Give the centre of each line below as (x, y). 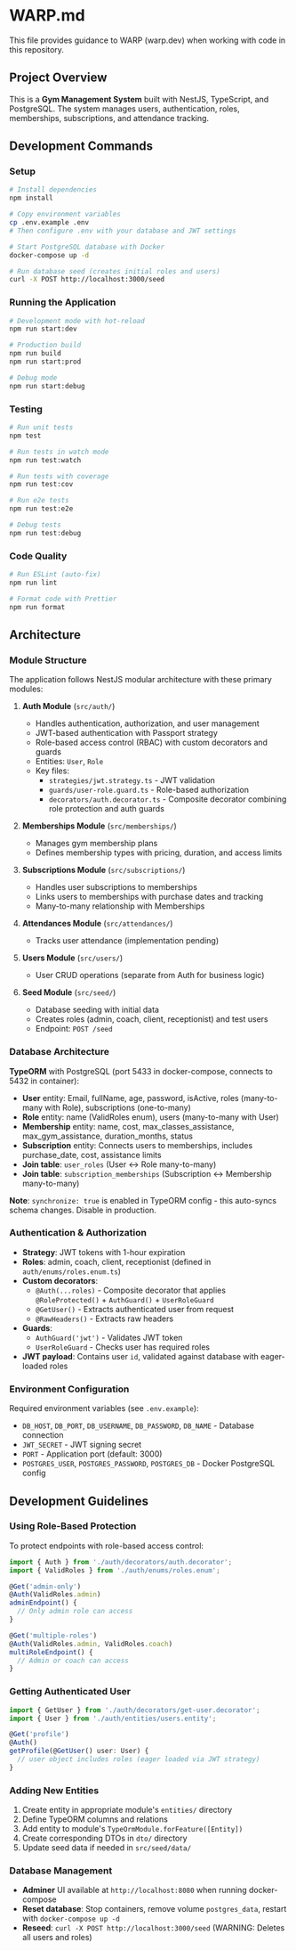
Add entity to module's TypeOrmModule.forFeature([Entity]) (132, 1829)
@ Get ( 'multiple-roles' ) (53, 1636)
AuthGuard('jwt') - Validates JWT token (109, 1337)
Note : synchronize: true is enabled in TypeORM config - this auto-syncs (143, 1200)
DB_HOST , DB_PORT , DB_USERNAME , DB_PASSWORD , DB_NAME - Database (138, 1425)
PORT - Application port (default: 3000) (92, 1454)
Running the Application (63, 302)
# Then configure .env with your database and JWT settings (123, 231)
